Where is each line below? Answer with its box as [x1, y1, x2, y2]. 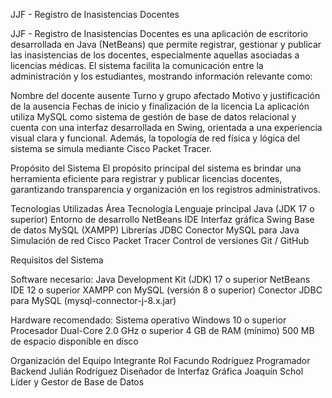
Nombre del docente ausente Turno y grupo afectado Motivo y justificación [10, 90, 321, 101]
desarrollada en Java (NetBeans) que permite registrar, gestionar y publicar [10, 39, 322, 50]
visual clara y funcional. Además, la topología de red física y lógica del [10, 132, 300, 144]
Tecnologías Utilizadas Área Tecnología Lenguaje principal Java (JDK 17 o [10, 203, 315, 214]
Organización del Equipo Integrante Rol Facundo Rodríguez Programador [10, 355, 311, 366]
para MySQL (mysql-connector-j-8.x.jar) [10, 295, 177, 306]
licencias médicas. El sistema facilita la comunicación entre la [10, 60, 264, 71]
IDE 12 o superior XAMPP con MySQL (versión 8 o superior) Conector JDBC [10, 284, 323, 296]
